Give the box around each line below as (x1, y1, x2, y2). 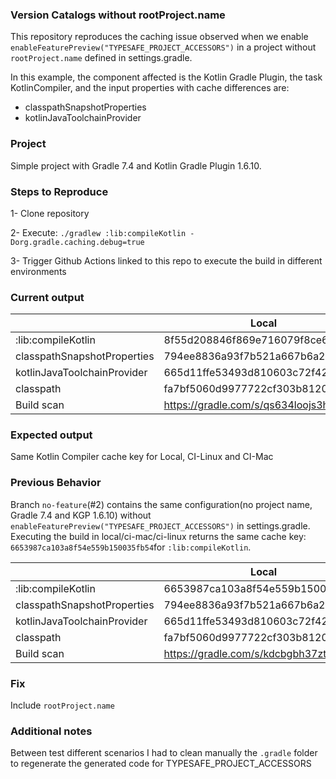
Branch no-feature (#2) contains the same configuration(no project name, (10, 498, 313, 510)
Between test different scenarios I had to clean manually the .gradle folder (10, 747, 318, 759)
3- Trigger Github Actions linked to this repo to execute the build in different (10, 254, 323, 267)
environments (10, 265, 67, 277)
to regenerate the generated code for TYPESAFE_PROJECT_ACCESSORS (10, 758, 312, 770)
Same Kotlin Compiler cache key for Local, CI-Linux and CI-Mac (10, 451, 274, 463)
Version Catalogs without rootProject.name (10, 8, 226, 22)
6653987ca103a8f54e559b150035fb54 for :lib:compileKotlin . (10, 541, 252, 553)
